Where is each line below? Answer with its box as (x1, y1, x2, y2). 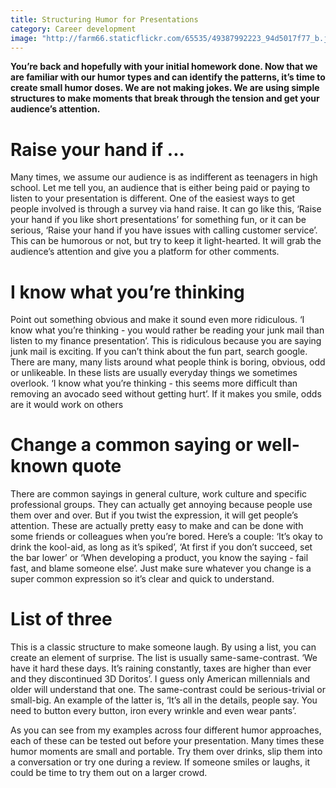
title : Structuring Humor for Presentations (10, 14, 199, 25)
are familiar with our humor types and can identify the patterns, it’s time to (10, 71, 326, 83)
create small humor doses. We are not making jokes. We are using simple (10, 82, 320, 94)
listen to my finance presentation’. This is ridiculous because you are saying (10, 335, 322, 347)
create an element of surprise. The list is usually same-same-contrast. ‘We (10, 652, 318, 664)
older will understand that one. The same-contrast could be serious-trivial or (10, 684, 326, 696)
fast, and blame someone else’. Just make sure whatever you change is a (10, 562, 312, 575)
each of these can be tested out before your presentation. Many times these (10, 735, 325, 747)
